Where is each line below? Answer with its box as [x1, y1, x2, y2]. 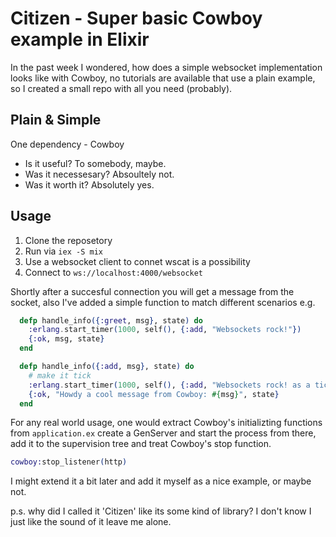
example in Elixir [10, 28, 150, 51]
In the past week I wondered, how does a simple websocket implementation [10, 61, 323, 73]
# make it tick [28, 370, 92, 381]
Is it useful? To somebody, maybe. [24, 157, 167, 169]
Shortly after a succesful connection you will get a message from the [10, 285, 295, 297]
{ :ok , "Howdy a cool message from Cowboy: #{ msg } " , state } [28, 389, 280, 399]
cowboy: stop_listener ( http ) [10, 457, 128, 467]
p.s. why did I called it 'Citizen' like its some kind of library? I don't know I [10, 505, 312, 517]
